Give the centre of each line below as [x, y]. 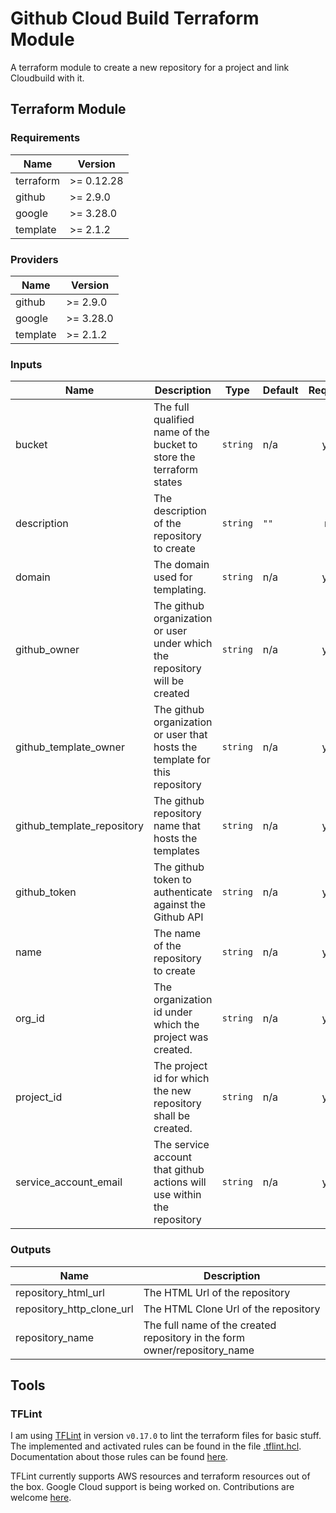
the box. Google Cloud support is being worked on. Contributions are [152, 1487]
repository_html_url [60, 1292]
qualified [174, 420]
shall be [172, 1116]
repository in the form [194, 1337]
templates [176, 851]
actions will [180, 1182]
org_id [30, 1019]
